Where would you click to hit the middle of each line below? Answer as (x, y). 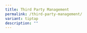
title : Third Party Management (37, 9)
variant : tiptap (22, 18)
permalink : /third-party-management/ (44, 14)
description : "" (22, 23)
